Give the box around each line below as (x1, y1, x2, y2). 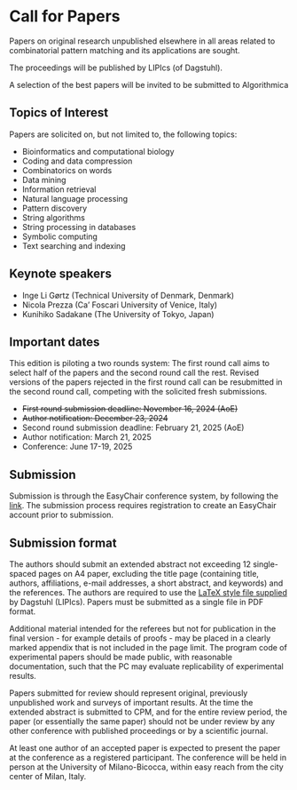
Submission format (9, 535, 117, 550)
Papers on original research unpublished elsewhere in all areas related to (9, 36, 276, 46)
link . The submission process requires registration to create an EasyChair (9, 500, 277, 511)
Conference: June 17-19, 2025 (21, 442, 133, 452)
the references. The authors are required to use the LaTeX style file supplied (9, 587, 288, 597)
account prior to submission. (9, 509, 113, 521)
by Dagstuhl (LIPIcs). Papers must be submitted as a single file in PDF (9, 597, 264, 607)
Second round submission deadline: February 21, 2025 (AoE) (21, 422, 245, 433)
